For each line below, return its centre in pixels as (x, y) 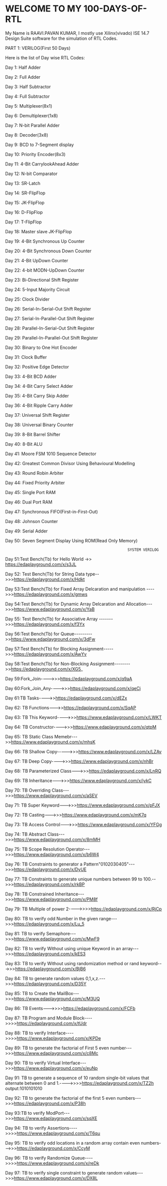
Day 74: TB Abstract (26, 834)
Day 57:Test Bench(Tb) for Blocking (42, 649)
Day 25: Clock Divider (27, 299)
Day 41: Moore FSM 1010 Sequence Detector (51, 454)
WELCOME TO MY (43, 9)
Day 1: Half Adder (23, 67)
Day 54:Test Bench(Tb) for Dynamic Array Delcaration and (65, 604)
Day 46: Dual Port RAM (29, 502)
